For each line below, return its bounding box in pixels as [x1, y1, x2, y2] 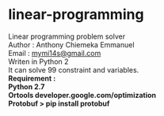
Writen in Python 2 [8, 57, 69, 66]
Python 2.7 [8, 81, 45, 92]
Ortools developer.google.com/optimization [8, 90, 157, 99]
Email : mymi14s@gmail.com [8, 48, 101, 58]
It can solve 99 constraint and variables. [8, 65, 139, 74]
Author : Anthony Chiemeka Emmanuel [8, 39, 135, 49]
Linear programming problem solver [8, 32, 125, 41]
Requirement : [8, 73, 56, 83]
